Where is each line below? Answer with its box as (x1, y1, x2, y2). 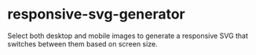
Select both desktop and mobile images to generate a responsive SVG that (7, 31, 249, 40)
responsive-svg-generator (7, 5, 185, 23)
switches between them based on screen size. (7, 39, 158, 48)
